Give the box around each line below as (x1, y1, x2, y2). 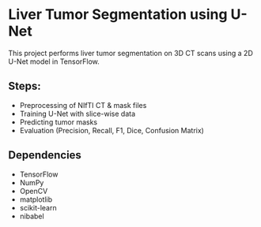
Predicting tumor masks (19, 117, 97, 127)
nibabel (19, 211, 45, 221)
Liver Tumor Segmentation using (8, 6, 228, 24)
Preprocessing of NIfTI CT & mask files (19, 100, 147, 110)
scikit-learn (19, 203, 57, 212)
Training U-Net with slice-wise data (19, 109, 136, 118)
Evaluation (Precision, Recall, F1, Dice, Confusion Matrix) (19, 125, 204, 135)
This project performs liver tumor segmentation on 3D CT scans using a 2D (8, 48, 253, 58)
